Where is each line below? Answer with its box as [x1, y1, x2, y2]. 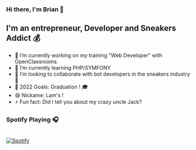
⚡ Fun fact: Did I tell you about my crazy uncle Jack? [14, 98, 142, 105]
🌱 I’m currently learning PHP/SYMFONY [14, 64, 111, 71]
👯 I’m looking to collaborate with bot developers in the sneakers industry [14, 70, 190, 77]
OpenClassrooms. [14, 58, 59, 65]
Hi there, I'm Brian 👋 [6, 5, 64, 13]
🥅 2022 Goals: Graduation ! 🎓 [14, 83, 88, 90]
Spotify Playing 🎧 [6, 115, 59, 124]
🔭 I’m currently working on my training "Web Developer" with [14, 52, 163, 59]
